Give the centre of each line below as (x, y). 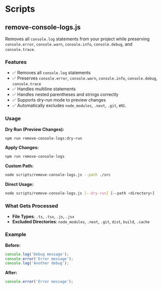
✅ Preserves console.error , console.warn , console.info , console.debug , (85, 78)
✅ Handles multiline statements (44, 89)
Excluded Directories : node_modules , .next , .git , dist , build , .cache (81, 222)
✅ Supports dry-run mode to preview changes (59, 100)
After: (11, 273)
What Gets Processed (32, 206)
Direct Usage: (19, 184)
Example (16, 235)
